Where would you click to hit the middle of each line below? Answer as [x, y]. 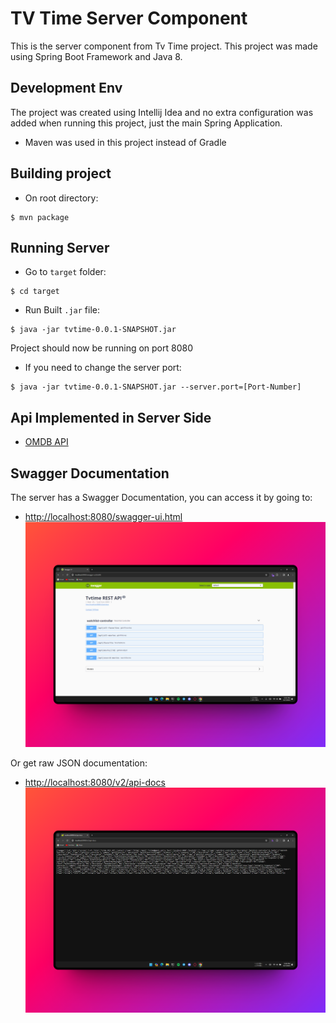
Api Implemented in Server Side [111, 417]
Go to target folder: [65, 272]
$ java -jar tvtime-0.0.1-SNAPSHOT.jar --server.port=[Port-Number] [156, 387]
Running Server [60, 247]
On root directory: [61, 198]
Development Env [66, 88]
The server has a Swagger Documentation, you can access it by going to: [161, 497]
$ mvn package [40, 217]
